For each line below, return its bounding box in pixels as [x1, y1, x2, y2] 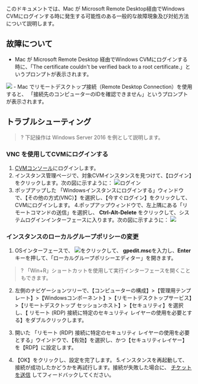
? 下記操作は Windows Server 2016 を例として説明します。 [20, 134, 164, 141]
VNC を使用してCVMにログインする [6, 150, 109, 158]
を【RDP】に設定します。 [14, 344, 77, 351]
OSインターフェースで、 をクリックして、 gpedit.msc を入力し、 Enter [14, 247, 191, 254]
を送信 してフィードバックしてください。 [14, 372, 115, 379]
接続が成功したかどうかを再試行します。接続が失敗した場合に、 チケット [14, 364, 192, 371]
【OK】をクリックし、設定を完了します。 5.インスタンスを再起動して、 [14, 357, 188, 364]
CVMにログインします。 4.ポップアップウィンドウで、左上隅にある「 [14, 201, 183, 208]
